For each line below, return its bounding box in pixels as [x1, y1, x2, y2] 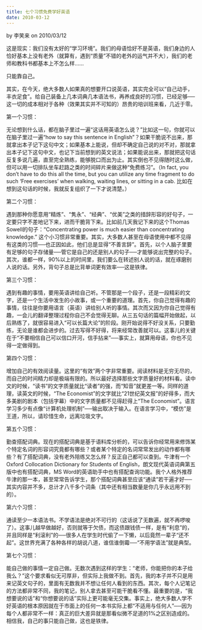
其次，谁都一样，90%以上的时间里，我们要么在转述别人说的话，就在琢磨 [6, 255, 187, 263]
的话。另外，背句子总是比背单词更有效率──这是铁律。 [16, 263, 151, 270]
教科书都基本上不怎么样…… [16, 60, 84, 67]
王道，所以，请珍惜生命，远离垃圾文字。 [6, 412, 106, 419]
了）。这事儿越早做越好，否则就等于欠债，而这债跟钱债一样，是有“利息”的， [6, 523, 193, 531]
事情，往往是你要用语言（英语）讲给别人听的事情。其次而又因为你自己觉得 [6, 304, 191, 311]
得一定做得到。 [6, 342, 43, 349]
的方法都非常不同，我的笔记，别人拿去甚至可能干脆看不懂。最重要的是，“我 [6, 587, 194, 594]
